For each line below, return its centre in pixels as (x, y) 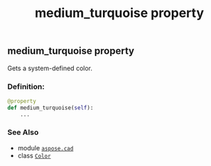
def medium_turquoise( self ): (50, 108)
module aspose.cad (45, 148)
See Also (23, 133)
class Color (34, 155)
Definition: (26, 87)
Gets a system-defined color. (50, 68)
